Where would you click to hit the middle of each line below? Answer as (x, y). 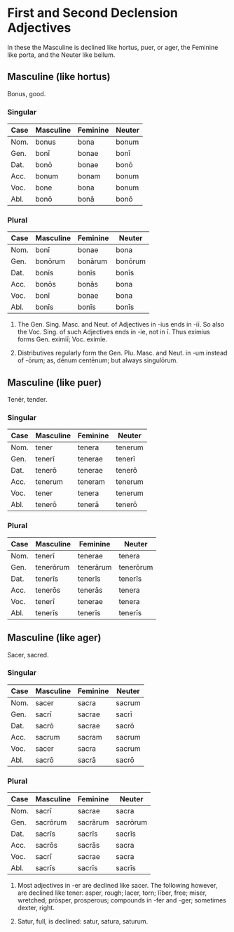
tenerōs (48, 590)
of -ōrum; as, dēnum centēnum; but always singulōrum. (98, 360)
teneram (91, 482)
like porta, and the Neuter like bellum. (61, 55)
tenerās (90, 590)
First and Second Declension (93, 13)
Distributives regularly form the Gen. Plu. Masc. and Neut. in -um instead (122, 353)
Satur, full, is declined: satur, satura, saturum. (83, 921)
